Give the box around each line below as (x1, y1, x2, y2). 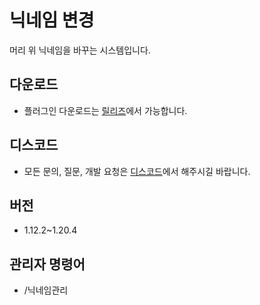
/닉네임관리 (23, 284, 69, 296)
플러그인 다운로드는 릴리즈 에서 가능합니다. (23, 104, 188, 116)
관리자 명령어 (9, 256, 86, 273)
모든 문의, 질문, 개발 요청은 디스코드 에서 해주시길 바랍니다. (23, 165, 251, 177)
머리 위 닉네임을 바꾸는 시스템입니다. (9, 44, 151, 56)
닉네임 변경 (9, 9, 95, 32)
